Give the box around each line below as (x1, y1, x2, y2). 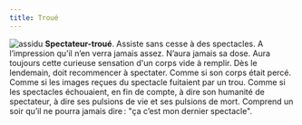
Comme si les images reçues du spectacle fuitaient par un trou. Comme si (9, 76, 286, 87)
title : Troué (9, 13, 59, 23)
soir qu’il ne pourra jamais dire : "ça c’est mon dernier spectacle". (9, 105, 253, 116)
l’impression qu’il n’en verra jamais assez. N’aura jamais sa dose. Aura (9, 47, 270, 59)
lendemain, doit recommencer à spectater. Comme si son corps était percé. (9, 67, 292, 78)
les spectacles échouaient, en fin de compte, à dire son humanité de (9, 86, 265, 97)
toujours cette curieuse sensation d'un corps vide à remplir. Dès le (9, 57, 258, 68)
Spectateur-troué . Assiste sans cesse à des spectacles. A (44, 38, 264, 49)
